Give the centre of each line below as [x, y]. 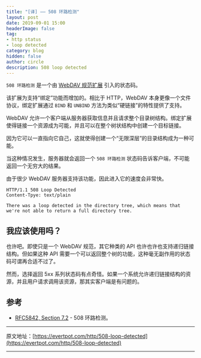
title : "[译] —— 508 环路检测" [43, 12]
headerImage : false [31, 28]
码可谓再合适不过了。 [32, 262]
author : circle [25, 62]
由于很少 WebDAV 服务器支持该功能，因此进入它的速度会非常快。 [87, 179]
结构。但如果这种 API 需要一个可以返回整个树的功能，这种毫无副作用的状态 [98, 254]
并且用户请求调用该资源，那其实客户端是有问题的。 [79, 281]
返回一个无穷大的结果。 [35, 166]
